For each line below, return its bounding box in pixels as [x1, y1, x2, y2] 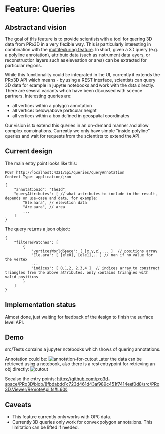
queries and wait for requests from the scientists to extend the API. [5, 133, 141, 139]
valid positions [5, 274, 38, 279]
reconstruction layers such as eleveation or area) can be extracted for [5, 57, 147, 63]
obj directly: [5, 366, 30, 372]
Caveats [5, 400, 31, 409]
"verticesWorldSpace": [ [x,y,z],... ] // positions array [31, 248, 158, 253]
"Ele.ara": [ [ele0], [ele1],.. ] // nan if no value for [31, 253, 153, 257]
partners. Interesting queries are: [5, 93, 72, 99]
